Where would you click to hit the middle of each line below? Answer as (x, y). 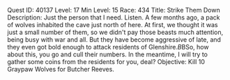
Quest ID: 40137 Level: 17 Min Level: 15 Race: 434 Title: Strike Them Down (114, 10)
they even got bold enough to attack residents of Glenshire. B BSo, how (108, 47)
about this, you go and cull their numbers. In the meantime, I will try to (107, 54)
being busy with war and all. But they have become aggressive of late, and (114, 40)
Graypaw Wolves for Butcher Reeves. (61, 69)
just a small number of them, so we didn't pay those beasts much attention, (115, 32)
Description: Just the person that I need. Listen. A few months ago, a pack (114, 17)
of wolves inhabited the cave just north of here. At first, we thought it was (113, 25)
